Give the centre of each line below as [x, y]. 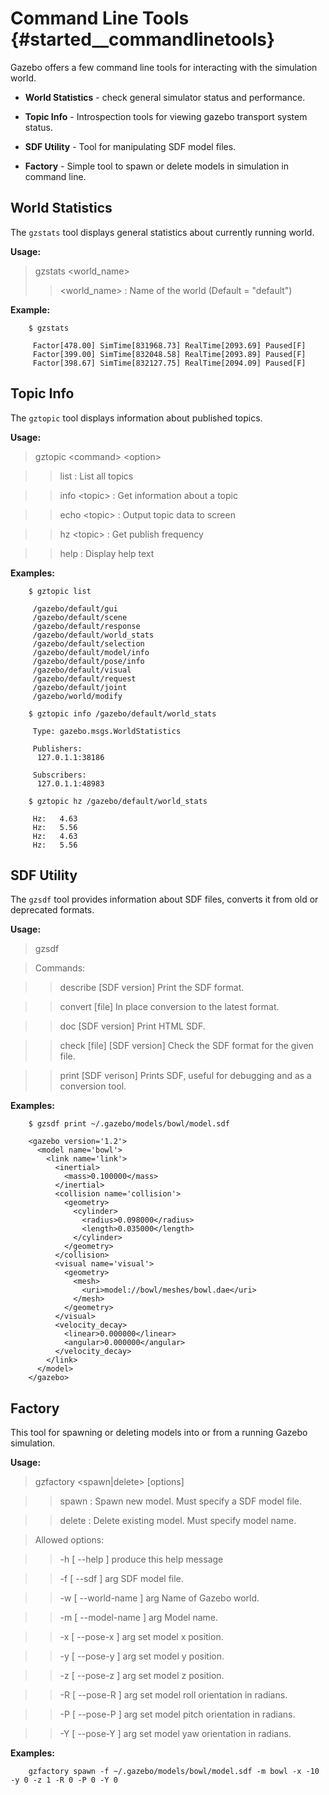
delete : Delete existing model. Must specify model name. [178, 1521]
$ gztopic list [60, 591]
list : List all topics [96, 476]
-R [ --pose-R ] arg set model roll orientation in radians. [173, 1695]
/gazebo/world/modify [77, 696]
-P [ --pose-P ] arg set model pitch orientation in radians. [177, 1714]
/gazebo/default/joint [80, 687]
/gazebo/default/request [84, 678]
